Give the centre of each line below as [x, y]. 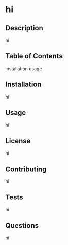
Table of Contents [34, 56]
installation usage [24, 68]
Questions [22, 225]
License [18, 141]
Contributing [26, 169]
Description [24, 28]
